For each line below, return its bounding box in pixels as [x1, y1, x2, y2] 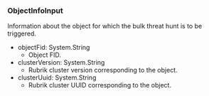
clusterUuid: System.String [17, 73, 97, 82]
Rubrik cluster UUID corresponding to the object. [28, 81, 172, 90]
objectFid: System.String [17, 43, 90, 52]
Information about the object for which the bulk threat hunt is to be [7, 22, 203, 31]
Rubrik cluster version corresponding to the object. [28, 66, 178, 75]
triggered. [7, 29, 37, 38]
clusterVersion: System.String [17, 58, 105, 67]
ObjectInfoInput [7, 6, 63, 16]
